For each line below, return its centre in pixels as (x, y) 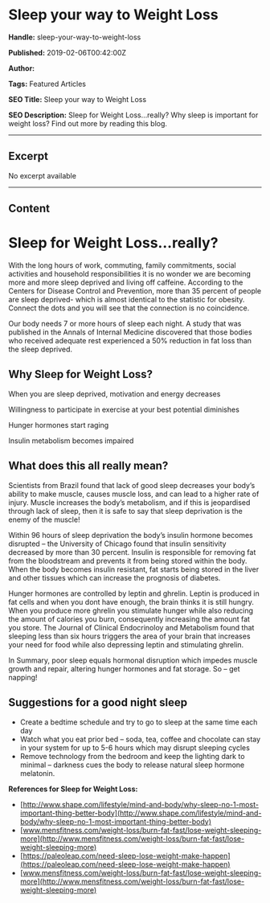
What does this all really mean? (88, 466)
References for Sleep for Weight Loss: (73, 789)
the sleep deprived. (41, 349)
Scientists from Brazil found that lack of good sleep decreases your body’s (132, 485)
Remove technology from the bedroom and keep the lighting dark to (132, 756)
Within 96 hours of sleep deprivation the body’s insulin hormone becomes (131, 535)
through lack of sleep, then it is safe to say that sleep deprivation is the (125, 511)
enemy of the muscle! (44, 519)
